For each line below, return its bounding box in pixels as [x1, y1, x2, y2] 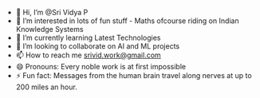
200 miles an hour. [15, 82, 77, 92]
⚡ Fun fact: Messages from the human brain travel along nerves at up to [15, 71, 253, 80]
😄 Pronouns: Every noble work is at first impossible [15, 62, 186, 71]
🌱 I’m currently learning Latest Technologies [15, 33, 161, 42]
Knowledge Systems [15, 25, 84, 33]
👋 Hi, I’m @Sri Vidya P [15, 8, 89, 17]
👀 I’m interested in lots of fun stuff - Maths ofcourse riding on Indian [15, 16, 239, 25]
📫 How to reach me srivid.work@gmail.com [15, 50, 161, 60]
